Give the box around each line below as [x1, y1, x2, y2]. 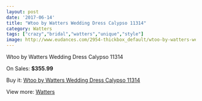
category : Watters [6, 25, 52, 32]
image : [6, 37, 23, 43]
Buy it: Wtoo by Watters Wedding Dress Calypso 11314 [6, 76, 141, 84]
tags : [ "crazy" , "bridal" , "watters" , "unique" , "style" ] [6, 31, 144, 37]
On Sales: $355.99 [6, 65, 54, 72]
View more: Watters [6, 88, 55, 95]
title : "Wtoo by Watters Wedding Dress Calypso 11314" [6, 20, 147, 26]
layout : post [6, 8, 39, 15]
